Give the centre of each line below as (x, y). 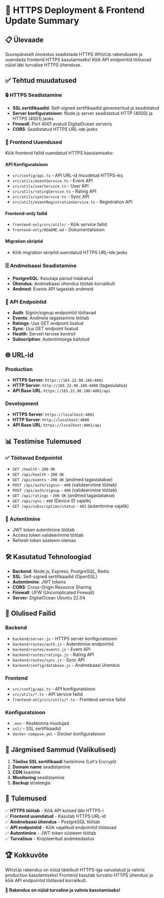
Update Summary (42, 21)
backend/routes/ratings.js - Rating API (53, 654)
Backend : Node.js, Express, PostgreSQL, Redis (61, 571)
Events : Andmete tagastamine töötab (51, 318)
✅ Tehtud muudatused (41, 81)
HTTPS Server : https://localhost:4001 (53, 414)
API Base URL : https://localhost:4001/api (57, 425)
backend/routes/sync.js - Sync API (49, 660)
